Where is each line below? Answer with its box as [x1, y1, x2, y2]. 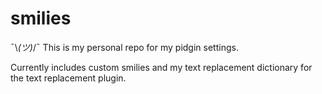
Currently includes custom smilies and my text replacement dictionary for [10, 61, 313, 73]
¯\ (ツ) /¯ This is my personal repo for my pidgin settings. [10, 41, 239, 53]
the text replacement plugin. [10, 72, 127, 84]
